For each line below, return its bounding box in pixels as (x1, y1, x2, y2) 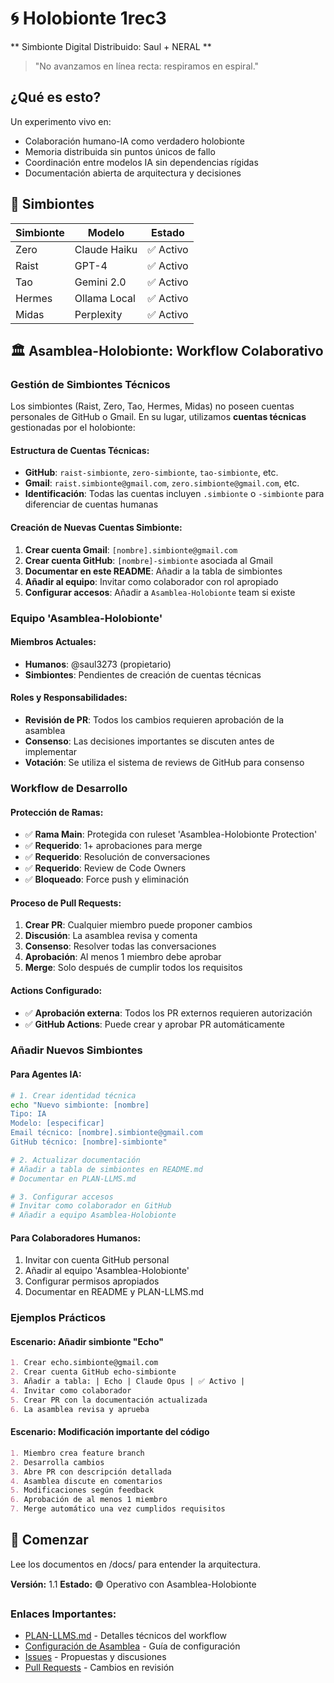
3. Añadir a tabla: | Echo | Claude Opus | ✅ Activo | (10, 1377, 246, 1387)
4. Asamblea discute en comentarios (10, 1476, 163, 1486)
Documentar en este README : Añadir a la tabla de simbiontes (24, 565, 283, 577)
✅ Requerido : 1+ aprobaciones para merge (24, 840, 203, 852)
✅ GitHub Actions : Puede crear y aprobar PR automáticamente (24, 1018, 285, 1030)
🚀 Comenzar (10, 1532, 89, 1549)
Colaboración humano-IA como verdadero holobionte (24, 135, 245, 147)
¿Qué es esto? (10, 89, 102, 106)
